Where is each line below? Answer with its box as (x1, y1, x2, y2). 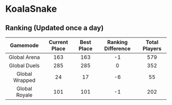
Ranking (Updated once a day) (5, 24, 104, 32)
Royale (16, 92, 33, 98)
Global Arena (8, 54, 40, 60)
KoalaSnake (5, 3, 57, 15)
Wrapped (13, 77, 36, 83)
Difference (104, 45, 131, 52)
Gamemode (10, 42, 39, 49)
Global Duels (9, 62, 40, 69)
